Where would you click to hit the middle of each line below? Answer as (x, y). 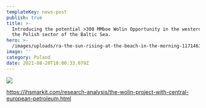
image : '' (19, 52)
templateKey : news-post (37, 12)
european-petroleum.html (39, 98)
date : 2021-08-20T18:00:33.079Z (48, 63)
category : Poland (29, 57)
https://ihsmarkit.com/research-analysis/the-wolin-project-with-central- (97, 92)
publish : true (25, 18)
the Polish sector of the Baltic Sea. (62, 35)
